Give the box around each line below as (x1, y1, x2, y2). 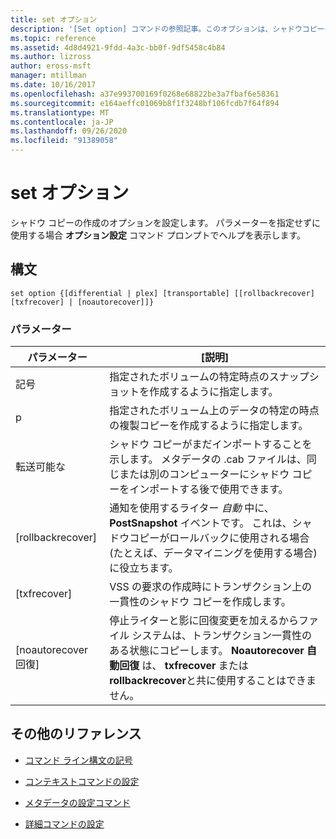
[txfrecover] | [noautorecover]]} (10, 297, 155, 307)
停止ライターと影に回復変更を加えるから (109, 614, 300, 628)
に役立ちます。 (109, 561, 179, 575)
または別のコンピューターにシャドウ (119, 467, 290, 481)
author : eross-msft (10, 61, 92, 71)
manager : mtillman (10, 71, 87, 81)
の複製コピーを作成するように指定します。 (109, 419, 309, 433)
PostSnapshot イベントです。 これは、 (109, 516, 293, 530)
